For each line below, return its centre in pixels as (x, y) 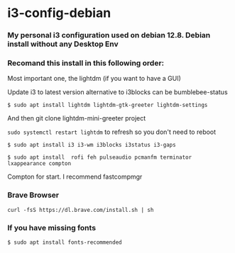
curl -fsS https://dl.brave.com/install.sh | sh (81, 210)
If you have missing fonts (52, 227)
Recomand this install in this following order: (86, 63)
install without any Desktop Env (63, 44)
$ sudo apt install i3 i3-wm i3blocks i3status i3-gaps (92, 145)
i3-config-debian (59, 13)
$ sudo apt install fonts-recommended (65, 242)
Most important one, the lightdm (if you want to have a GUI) (94, 79)
